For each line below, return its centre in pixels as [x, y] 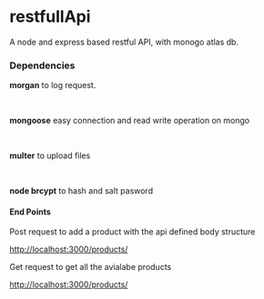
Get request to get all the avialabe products [91, 267]
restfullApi [50, 17]
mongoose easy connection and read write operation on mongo [130, 121]
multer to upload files [50, 155]
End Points [30, 212]
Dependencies [42, 65]
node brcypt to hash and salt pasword [81, 191]
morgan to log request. [53, 85]
